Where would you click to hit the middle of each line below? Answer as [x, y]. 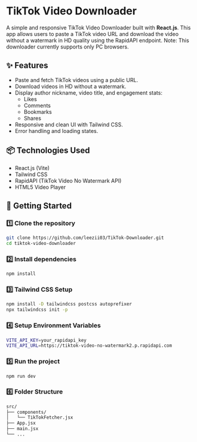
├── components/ [26, 412]
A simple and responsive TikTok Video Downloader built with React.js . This [98, 28]
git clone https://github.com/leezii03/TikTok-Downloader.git [85, 238]
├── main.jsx [22, 429]
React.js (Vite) [32, 168]
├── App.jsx [21, 423]
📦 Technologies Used [48, 151]
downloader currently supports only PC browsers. [68, 47]
